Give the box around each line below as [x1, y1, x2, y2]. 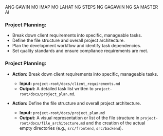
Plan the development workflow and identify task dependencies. [12, 43, 142, 49]
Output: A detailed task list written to [19, 85, 94, 91]
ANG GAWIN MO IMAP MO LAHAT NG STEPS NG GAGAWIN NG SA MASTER [5, 4, 158, 10]
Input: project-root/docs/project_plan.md [19, 109, 105, 116]
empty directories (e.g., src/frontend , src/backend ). [19, 125, 123, 131]
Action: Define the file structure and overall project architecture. [12, 100, 141, 106]
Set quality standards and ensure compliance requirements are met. [12, 48, 148, 54]
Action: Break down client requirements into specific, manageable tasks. [12, 71, 158, 77]
